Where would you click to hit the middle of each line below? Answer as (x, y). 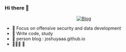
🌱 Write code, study (32, 34)
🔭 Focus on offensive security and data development (67, 28)
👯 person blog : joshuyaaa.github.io (49, 39)
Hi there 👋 (17, 8)
